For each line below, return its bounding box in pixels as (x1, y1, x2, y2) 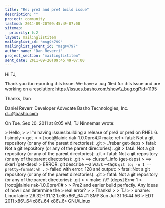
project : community (5, 16, 45, 21)
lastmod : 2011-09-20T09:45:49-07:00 (5, 21, 80, 26)
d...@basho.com (5, 111, 38, 117)
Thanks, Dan (5, 96, 31, 102)
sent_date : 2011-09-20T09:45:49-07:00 (5, 58, 85, 63)
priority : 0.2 (9, 30, 38, 35)
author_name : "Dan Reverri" (5, 48, 63, 53)
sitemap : (5, 26, 23, 31)
